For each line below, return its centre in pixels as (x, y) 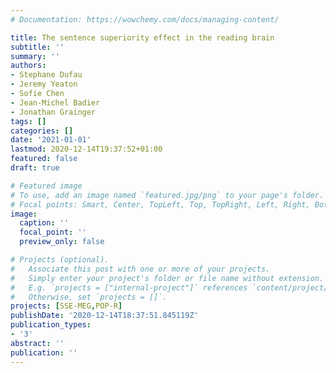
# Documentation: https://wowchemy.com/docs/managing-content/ (145, 19)
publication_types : (51, 325)
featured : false (44, 159)
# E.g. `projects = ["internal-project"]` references (129, 287)
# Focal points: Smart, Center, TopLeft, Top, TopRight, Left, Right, (160, 204)
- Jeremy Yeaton (44, 84)
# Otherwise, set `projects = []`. (89, 297)
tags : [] (28, 121)
